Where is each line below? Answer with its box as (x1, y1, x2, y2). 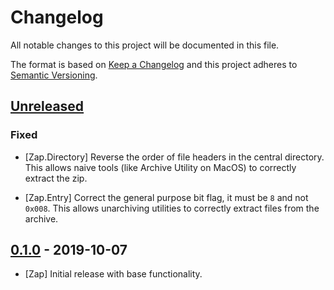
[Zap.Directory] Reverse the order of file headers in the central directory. (24, 151, 325, 163)
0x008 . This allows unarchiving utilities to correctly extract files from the (24, 202, 320, 214)
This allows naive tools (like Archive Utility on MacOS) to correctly (24, 161, 297, 173)
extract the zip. (24, 172, 88, 184)
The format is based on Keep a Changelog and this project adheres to (10, 58, 298, 70)
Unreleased (10, 98, 85, 115)
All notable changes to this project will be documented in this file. (10, 39, 280, 51)
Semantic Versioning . (10, 69, 98, 81)
